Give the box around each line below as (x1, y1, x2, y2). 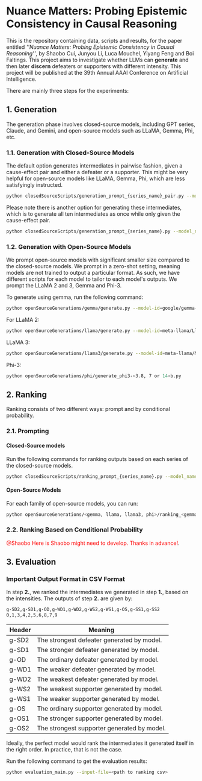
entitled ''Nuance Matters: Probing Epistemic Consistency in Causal (6, 43, 174, 51)
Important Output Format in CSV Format (6, 575, 125, 583)
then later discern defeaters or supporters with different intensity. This (6, 62, 182, 70)
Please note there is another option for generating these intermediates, (6, 204, 182, 211)
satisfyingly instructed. (6, 181, 63, 189)
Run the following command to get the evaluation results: (6, 757, 147, 765)
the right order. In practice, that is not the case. (6, 746, 123, 753)
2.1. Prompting (6, 427, 49, 435)
